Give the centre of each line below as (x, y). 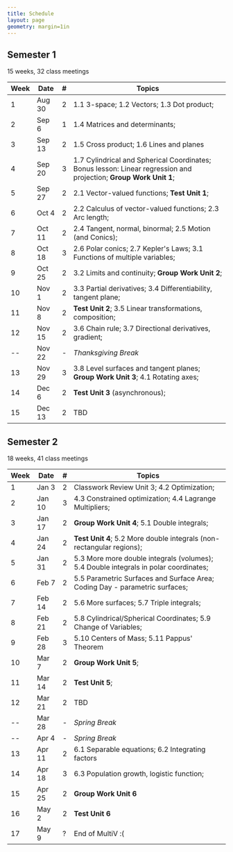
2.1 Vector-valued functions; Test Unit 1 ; (141, 193)
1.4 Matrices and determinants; (124, 124)
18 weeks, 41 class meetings (48, 458)
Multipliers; (92, 507)
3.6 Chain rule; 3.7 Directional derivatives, (142, 328)
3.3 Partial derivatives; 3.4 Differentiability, (143, 289)
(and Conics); (95, 237)
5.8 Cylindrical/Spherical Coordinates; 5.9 (143, 618)
